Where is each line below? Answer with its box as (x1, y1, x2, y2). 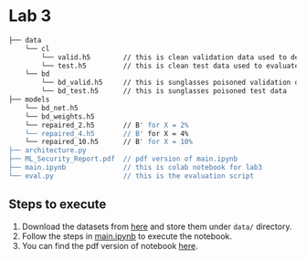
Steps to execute (8, 197, 107, 213)
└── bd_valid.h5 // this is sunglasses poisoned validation (41, 78, 291, 88)
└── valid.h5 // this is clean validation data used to (41, 52, 287, 62)
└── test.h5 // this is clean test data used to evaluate (41, 61, 300, 70)
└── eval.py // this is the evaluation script (8, 171, 255, 181)
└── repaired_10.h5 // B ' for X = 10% (25, 138, 194, 147)
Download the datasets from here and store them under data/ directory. (21, 221, 292, 232)
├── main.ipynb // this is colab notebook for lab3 (8, 163, 262, 172)
